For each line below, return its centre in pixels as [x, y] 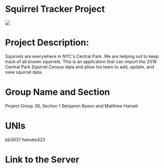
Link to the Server [42, 159]
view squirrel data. [24, 72]
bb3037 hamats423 [25, 139]
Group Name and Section [58, 92]
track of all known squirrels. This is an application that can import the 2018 [81, 61]
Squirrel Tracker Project [55, 9]
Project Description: [47, 43]
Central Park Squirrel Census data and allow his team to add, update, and [80, 67]
